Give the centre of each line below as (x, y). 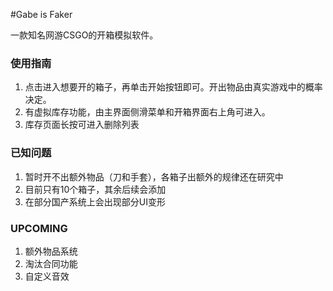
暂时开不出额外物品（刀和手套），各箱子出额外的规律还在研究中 (154, 176)
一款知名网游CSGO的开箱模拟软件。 (84, 35)
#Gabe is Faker (41, 14)
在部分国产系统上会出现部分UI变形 (95, 201)
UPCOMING (39, 228)
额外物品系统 (51, 251)
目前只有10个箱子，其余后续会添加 (95, 189)
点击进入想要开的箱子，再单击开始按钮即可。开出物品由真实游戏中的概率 (173, 87)
